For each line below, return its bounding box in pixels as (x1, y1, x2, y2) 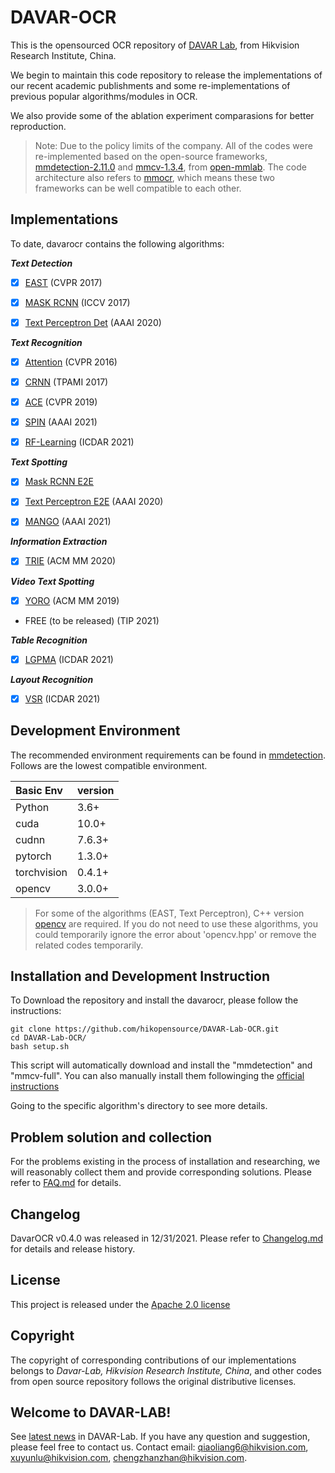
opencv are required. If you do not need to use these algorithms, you (34, 917, 319, 930)
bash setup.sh (10, 1042, 70, 1052)
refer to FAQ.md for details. (10, 1177, 122, 1189)
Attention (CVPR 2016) (24, 356, 118, 368)
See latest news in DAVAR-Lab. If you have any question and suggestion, (10, 1431, 311, 1443)
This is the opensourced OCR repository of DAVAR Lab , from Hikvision (10, 39, 300, 51)
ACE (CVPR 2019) (24, 396, 98, 408)
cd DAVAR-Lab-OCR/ (10, 1033, 87, 1043)
